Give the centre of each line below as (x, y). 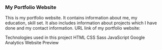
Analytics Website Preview (32, 43)
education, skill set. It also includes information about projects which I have (81, 23)
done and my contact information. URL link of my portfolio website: (73, 28)
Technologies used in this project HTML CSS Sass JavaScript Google (75, 37)
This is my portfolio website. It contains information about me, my (71, 18)
